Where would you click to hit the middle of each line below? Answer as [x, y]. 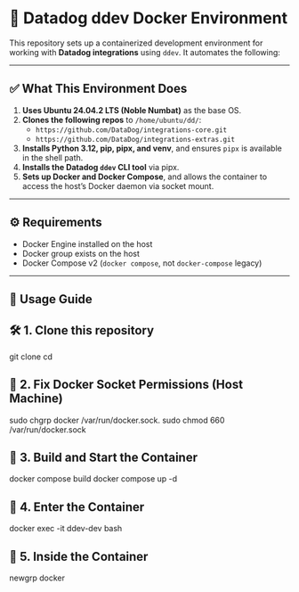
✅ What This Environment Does [98, 89]
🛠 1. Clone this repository [81, 330]
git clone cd [31, 357]
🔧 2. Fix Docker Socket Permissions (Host [126, 385]
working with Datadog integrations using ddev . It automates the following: [145, 52]
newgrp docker [37, 578]
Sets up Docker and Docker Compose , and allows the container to [145, 177]
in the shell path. [53, 157]
